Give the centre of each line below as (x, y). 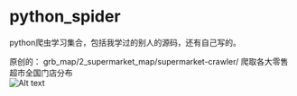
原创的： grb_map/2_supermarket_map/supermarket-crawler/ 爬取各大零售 (149, 61)
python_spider (65, 17)
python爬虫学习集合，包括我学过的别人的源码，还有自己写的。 (125, 42)
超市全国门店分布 (41, 73)
